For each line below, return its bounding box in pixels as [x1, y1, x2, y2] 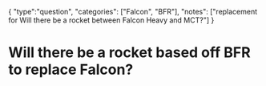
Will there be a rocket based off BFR [8, 43, 251, 62]
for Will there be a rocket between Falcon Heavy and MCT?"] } [8, 15, 215, 25]
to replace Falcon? [8, 60, 134, 79]
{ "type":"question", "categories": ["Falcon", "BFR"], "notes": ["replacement [8, 7, 258, 16]
